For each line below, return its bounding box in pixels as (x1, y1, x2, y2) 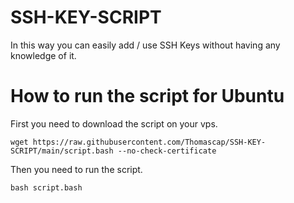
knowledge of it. (10, 49, 77, 61)
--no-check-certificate (117, 146, 217, 156)
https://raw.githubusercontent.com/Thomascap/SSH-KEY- (32, 137, 267, 147)
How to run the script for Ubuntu (10, 85, 285, 108)
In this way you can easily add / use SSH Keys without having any (10, 39, 281, 51)
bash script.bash (10, 182, 83, 193)
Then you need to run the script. (10, 163, 143, 175)
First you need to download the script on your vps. (10, 117, 218, 130)
